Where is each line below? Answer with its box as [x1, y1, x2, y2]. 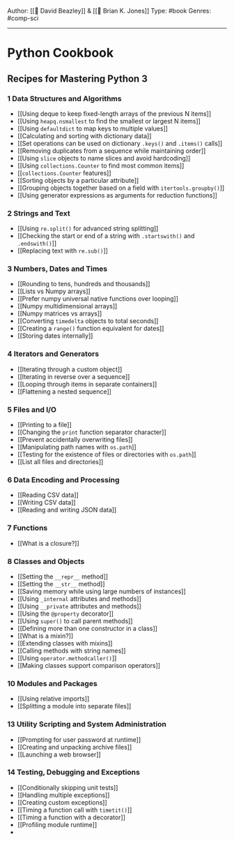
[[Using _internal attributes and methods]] [17, 594, 141, 603]
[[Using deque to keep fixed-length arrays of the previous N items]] [17, 109, 211, 118]
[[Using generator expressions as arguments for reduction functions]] [17, 191, 218, 199]
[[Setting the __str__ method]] [17, 579, 105, 588]
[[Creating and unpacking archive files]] [17, 743, 132, 751]
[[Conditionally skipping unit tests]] [17, 783, 118, 791]
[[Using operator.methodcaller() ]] [17, 653, 117, 662]
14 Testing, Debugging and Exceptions [7, 768, 141, 777]
